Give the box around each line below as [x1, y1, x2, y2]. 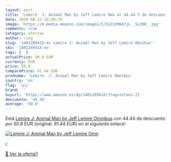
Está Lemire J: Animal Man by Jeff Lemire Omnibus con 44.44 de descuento [5, 115, 165, 121]
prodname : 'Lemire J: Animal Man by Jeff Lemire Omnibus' [5, 73, 133, 78]
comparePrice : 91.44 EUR [5, 69, 58, 74]
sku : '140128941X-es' [5, 45, 51, 50]
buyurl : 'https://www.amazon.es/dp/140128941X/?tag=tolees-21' [5, 92, 142, 97]
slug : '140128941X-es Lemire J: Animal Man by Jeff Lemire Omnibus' [5, 40, 154, 46]
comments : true [5, 26, 38, 31]
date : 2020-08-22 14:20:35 [5, 17, 63, 22]
